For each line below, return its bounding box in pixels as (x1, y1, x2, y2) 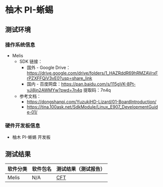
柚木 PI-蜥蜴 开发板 (12, 134, 51, 140)
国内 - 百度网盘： (26, 81, 61, 87)
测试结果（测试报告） (56, 166, 106, 172)
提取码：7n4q (83, 87, 111, 93)
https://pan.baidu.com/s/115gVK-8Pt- (61, 81, 136, 87)
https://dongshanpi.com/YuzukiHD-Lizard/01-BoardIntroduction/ (26, 99, 157, 104)
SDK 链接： (19, 58, 43, 64)
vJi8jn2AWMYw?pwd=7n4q (26, 87, 82, 93)
